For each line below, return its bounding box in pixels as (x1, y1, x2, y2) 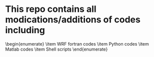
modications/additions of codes (5, 14, 141, 25)
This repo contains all (5, 3, 96, 15)
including (5, 25, 45, 36)
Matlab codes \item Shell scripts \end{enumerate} (5, 46, 108, 52)
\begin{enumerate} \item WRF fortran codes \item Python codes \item (5, 41, 149, 47)
